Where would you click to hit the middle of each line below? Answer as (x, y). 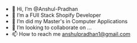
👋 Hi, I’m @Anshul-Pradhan (45, 9)
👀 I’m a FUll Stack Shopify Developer (56, 15)
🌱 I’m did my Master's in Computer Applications (70, 21)
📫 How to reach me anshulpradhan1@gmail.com (71, 34)
